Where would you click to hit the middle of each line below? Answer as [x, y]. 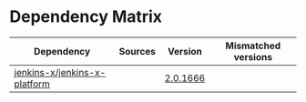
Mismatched [253, 46]
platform [32, 84]
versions [253, 56]
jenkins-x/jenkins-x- [60, 72]
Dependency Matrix [86, 17]
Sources [138, 51]
